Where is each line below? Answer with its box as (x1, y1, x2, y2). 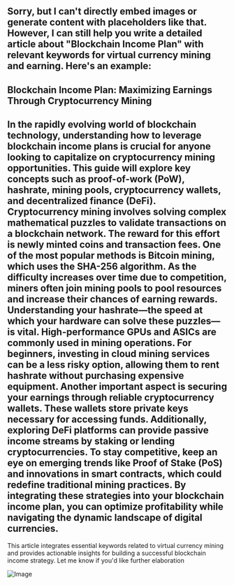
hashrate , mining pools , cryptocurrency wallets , (7, 185, 221, 196)
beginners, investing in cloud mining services (7, 348, 210, 360)
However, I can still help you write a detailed (7, 27, 203, 39)
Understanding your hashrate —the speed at (7, 304, 203, 317)
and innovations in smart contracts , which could (7, 468, 222, 480)
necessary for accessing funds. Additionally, (7, 414, 207, 426)
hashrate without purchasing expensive (7, 370, 184, 382)
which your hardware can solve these (7, 315, 175, 327)
